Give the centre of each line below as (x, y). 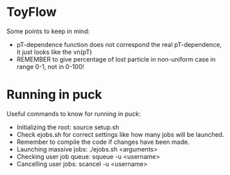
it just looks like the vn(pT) (54, 52)
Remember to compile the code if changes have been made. (103, 142)
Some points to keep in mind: (48, 31)
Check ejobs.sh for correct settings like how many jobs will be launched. (120, 134)
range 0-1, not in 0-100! (50, 66)
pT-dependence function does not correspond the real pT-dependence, (119, 44)
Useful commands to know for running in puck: (74, 113)
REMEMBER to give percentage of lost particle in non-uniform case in (116, 59)
